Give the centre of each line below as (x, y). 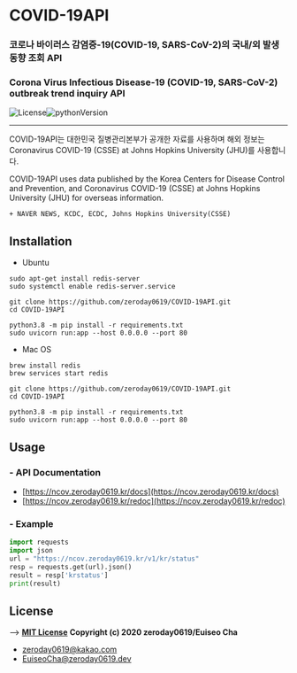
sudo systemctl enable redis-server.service (92, 287)
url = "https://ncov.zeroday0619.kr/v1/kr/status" (104, 559)
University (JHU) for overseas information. (87, 198)
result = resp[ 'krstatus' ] (59, 575)
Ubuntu (36, 263)
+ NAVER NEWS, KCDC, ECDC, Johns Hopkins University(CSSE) (120, 214)
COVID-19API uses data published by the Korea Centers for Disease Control (147, 179)
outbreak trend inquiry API (67, 94)
